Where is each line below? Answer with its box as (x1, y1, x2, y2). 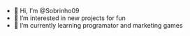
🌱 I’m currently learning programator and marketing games (13, 21, 183, 29)
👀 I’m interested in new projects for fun (13, 14, 126, 22)
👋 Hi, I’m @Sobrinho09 (13, 7, 80, 15)
